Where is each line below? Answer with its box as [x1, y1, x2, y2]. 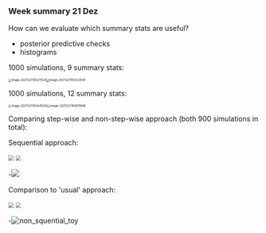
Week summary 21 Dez [8, 6, 99, 17]
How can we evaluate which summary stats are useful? [8, 24, 190, 33]
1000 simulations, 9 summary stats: [8, 63, 125, 72]
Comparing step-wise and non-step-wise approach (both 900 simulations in [8, 114, 259, 124]
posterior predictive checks [19, 39, 111, 49]
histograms [19, 48, 57, 57]
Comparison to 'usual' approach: [8, 185, 116, 195]
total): [8, 122, 28, 132]
